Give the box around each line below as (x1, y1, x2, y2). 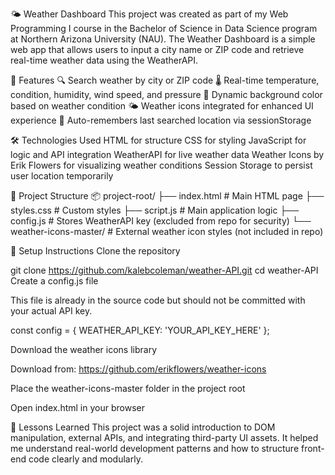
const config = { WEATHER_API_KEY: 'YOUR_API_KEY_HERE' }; (10, 324, 270, 336)
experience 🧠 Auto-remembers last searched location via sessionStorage (10, 114, 312, 126)
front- (300, 443, 325, 454)
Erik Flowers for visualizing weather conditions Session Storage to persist (10, 159, 313, 171)
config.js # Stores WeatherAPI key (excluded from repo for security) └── (10, 215, 312, 227)
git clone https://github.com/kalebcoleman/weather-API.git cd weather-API (10, 264, 319, 276)
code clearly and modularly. (28, 453, 143, 465)
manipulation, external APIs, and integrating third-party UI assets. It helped (10, 432, 319, 443)
